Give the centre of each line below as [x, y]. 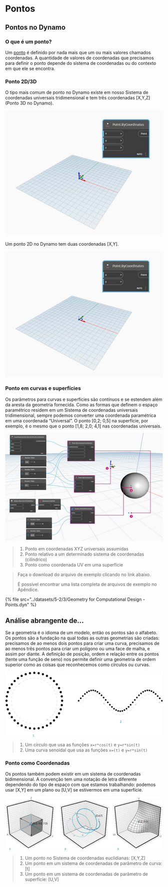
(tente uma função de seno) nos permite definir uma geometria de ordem [80, 659]
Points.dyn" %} [21, 605]
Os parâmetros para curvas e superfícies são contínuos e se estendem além [84, 399]
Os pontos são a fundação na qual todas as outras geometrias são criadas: [82, 638]
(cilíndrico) [36, 560]
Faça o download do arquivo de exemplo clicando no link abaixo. [84, 575]
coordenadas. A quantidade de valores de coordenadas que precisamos [79, 58]
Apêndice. [28, 590]
